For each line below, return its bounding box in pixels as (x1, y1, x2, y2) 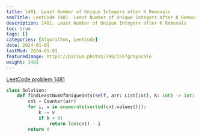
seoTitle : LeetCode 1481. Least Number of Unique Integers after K (6, 14, 179, 20)
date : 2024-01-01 (6, 43, 50, 49)
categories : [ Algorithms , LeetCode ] (6, 37, 98, 43)
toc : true (6, 25, 31, 32)
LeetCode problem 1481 (6, 76, 65, 83)
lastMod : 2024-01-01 (6, 48, 58, 54)
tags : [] (6, 31, 28, 37)
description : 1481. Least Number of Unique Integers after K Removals (6, 20, 187, 26)
